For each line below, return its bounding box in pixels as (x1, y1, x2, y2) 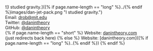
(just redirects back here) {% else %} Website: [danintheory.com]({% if (5, 35, 149, 41)
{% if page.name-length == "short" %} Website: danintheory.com (5, 30, 137, 35)
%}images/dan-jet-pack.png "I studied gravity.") (5, 9, 103, 15)
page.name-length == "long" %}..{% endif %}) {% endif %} (5, 40, 126, 46)
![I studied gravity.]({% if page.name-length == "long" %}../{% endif (5, 4, 143, 10)
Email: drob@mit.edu (5, 15, 47, 20)
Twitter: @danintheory (5, 19, 50, 25)
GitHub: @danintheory (5, 25, 50, 31)
